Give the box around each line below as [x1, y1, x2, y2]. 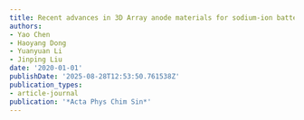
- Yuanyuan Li [9, 47, 63, 56]
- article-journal [9, 88, 79, 97]
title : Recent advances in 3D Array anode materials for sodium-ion [9, 13, 273, 23]
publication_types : [9, 80, 83, 89]
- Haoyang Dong [9, 38, 67, 48]
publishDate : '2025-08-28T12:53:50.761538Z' [9, 72, 180, 81]
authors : [9, 22, 43, 31]
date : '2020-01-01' [9, 64, 83, 73]
